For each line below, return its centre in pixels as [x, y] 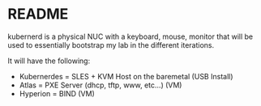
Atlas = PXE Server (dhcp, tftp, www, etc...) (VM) [101, 85]
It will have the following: [49, 61]
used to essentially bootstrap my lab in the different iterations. [111, 45]
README [38, 14]
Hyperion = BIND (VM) [57, 93]
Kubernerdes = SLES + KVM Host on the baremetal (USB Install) [126, 76]
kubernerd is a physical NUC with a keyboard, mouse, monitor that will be [130, 36]
